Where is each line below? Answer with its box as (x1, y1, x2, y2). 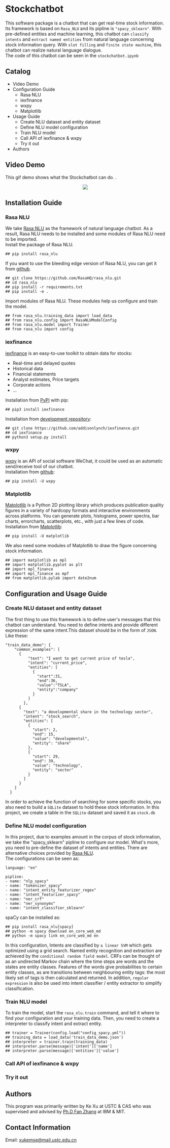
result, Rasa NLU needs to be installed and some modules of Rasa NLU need (5, 231, 165, 237)
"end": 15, (32, 731, 56, 737)
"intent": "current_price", (27, 660, 87, 666)
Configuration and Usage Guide (5, 590, 108, 598)
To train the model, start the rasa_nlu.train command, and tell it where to (5, 1010, 160, 1016)
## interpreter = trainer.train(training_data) (5, 1039, 108, 1044)
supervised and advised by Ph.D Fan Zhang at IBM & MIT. (5, 1109, 126, 1115)
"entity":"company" (37, 687, 79, 692)
